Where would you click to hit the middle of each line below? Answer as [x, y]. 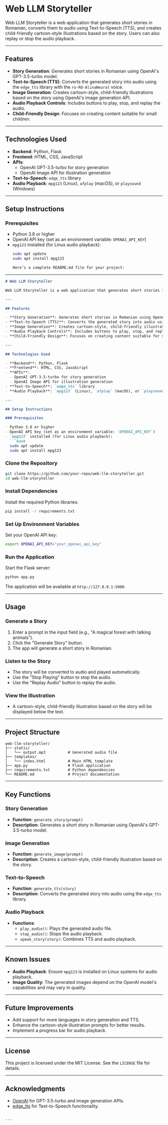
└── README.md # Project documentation [62, 774]
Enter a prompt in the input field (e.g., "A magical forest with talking [81, 632]
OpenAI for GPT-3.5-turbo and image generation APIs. [68, 1100]
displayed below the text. [38, 712]
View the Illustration [30, 695]
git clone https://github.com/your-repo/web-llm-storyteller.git [74, 473]
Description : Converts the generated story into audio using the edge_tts [87, 894]
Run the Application [30, 557]
